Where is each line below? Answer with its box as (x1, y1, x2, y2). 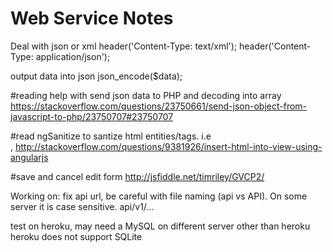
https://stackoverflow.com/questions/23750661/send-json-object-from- (10, 100, 308, 112)
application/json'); (35, 50, 111, 62)
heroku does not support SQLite (10, 230, 143, 242)
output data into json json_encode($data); (10, 70, 183, 82)
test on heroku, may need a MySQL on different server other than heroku (10, 220, 311, 232)
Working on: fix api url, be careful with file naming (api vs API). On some (10, 190, 308, 202)
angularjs (10, 151, 49, 163)
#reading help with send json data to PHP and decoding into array (10, 89, 282, 101)
